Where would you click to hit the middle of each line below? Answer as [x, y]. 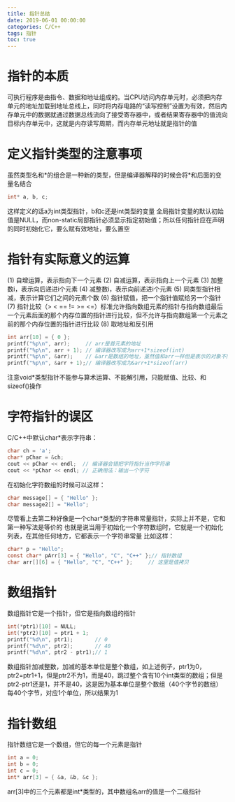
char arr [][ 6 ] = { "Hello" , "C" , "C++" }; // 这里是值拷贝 [98, 563]
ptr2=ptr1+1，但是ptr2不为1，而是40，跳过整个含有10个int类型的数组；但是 [115, 675]
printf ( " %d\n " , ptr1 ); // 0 [58, 639]
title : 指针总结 [29, 14]
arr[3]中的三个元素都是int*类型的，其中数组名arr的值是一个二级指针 [104, 792]
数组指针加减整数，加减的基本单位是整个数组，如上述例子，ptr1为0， [106, 667]
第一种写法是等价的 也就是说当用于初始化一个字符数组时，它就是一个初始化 [115, 527]
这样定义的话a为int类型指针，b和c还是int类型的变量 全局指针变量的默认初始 [115, 211]
